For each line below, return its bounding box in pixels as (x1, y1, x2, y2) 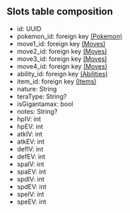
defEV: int (16, 152, 46, 161)
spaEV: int (16, 167, 47, 175)
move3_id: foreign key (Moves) (16, 54, 107, 63)
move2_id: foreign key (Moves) (16, 47, 107, 55)
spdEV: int (16, 182, 47, 190)
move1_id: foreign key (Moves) (16, 39, 106, 48)
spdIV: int (16, 175, 45, 183)
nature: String (16, 84, 57, 93)
